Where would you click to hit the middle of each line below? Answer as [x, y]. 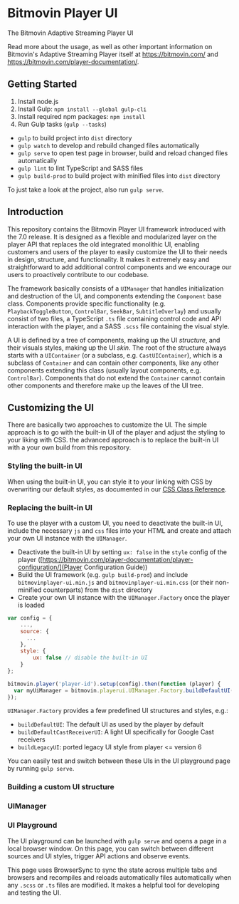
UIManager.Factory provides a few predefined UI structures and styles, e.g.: [118, 711]
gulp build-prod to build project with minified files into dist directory [119, 175]
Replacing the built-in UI [50, 507]
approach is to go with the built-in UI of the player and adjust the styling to [116, 432]
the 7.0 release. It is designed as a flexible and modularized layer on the [112, 237]
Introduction [36, 212]
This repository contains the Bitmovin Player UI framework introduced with [117, 229]
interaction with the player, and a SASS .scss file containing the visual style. [118, 326]
